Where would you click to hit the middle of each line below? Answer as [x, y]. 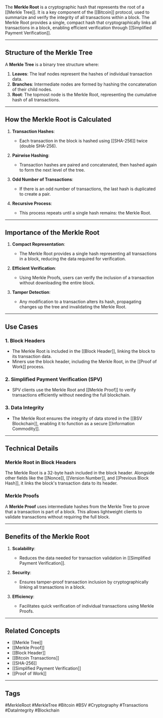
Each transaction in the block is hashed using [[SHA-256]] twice [83, 141]
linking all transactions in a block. [52, 587]
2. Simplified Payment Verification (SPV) [54, 379]
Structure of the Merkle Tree [49, 53]
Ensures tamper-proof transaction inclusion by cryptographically [84, 582]
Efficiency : [23, 596]
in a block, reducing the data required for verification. [73, 259]
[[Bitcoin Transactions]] [36, 658]
